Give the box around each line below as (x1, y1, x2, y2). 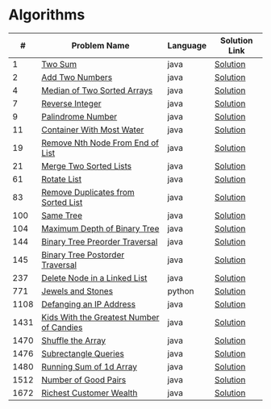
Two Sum (41, 58, 77, 69)
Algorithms (8, 6, 85, 24)
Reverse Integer (41, 98, 102, 109)
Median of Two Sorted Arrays (41, 85, 153, 96)
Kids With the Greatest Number (41, 311, 160, 323)
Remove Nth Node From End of (41, 137, 160, 148)
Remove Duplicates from (41, 186, 135, 198)
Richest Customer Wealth (41, 387, 138, 399)
